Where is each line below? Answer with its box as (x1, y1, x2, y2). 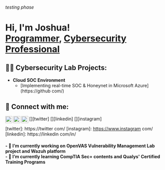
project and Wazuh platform (5, 148, 66, 154)
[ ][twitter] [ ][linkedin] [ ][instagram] (29, 116, 102, 122)
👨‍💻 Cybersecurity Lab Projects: (5, 63, 107, 72)
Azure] (134, 82, 149, 88)
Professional (5, 43, 60, 55)
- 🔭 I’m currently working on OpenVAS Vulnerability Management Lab (5, 143, 155, 149)
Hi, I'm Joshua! (5, 22, 70, 33)
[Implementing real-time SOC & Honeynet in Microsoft (20, 82, 134, 88)
